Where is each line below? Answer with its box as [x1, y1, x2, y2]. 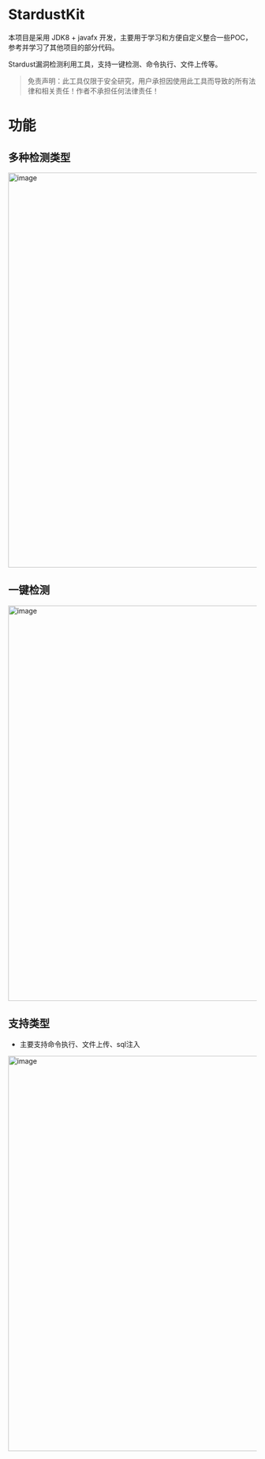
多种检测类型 [8, 150, 71, 164]
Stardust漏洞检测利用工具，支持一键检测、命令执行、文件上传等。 [8, 59, 222, 69]
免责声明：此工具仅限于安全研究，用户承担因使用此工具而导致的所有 [27, 76, 249, 85]
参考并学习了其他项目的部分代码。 [8, 42, 119, 52]
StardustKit [8, 6, 85, 24]
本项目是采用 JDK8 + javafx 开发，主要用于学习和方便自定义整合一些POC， [8, 32, 252, 42]
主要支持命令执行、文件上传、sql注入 [19, 1039, 140, 1049]
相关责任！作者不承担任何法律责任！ [41, 85, 159, 96]
